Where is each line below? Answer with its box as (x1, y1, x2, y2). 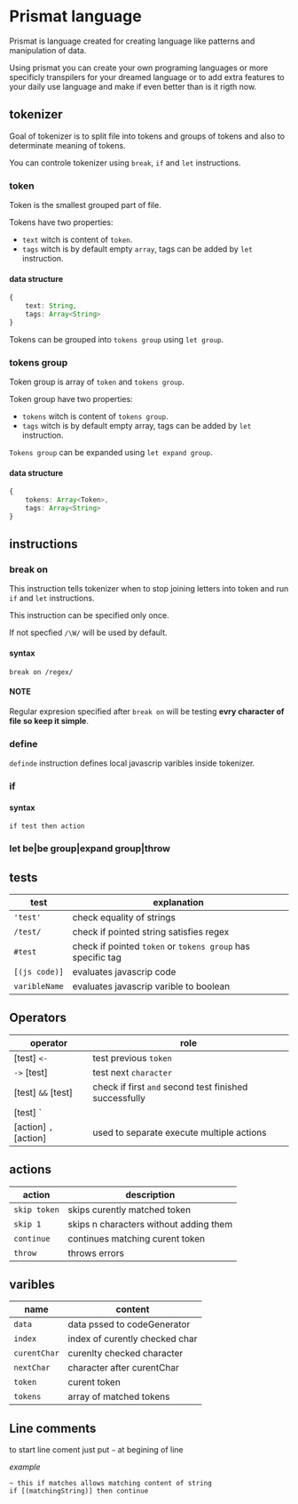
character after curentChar (67, 1362, 179, 1374)
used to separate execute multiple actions (92, 1126, 267, 1138)
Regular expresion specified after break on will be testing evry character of (9, 705, 285, 717)
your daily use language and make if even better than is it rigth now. (9, 81, 257, 92)
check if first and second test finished (92, 1081, 248, 1093)
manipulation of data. (9, 44, 87, 55)
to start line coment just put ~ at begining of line (9, 1444, 184, 1455)
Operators (9, 1010, 67, 1025)
